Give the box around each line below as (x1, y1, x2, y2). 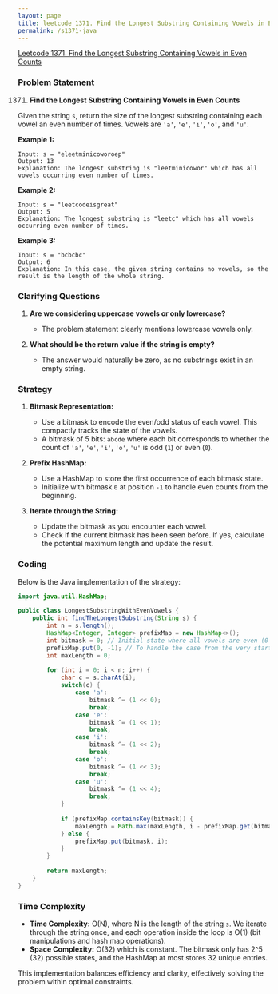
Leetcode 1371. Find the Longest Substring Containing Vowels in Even (18, 49, 248, 58)
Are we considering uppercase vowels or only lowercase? (29, 309, 226, 318)
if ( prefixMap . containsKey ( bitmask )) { (60, 815, 193, 823)
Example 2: (18, 185, 56, 194)
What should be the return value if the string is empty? (29, 339, 215, 349)
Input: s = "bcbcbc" (18, 251, 87, 259)
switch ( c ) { (60, 681, 101, 689)
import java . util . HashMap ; (18, 593, 108, 601)
